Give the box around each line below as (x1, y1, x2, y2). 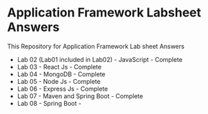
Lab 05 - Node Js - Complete (17, 77, 101, 85)
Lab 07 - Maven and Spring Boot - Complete (17, 91, 143, 100)
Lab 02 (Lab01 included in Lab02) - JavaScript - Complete (17, 55, 183, 63)
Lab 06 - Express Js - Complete (17, 84, 108, 93)
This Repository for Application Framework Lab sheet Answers (7, 42, 185, 50)
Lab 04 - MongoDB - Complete (17, 70, 105, 78)
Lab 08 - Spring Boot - (17, 99, 81, 107)
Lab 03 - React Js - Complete (17, 62, 102, 71)
